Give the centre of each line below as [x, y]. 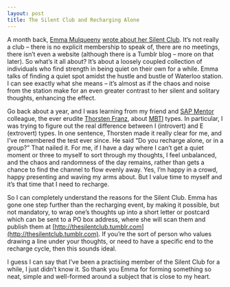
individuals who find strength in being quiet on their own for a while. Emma [113, 69]
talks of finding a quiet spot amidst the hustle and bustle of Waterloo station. [115, 76]
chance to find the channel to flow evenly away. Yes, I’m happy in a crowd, [113, 170]
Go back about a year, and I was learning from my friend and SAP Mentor [111, 111]
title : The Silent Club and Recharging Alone [73, 20]
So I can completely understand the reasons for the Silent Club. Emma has [112, 197]
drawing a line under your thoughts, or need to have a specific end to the [111, 241]
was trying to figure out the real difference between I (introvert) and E [105, 126]
